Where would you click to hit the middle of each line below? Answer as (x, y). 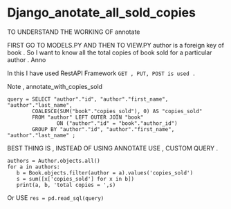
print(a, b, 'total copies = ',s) (66, 185)
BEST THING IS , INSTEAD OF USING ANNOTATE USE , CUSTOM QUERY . (113, 148)
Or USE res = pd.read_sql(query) (56, 197)
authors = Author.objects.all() (54, 161)
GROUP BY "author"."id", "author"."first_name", (103, 129)
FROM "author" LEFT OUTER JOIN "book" (88, 117)
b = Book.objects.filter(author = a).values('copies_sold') (105, 173)
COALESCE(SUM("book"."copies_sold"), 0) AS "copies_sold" (117, 111)
